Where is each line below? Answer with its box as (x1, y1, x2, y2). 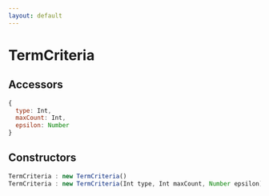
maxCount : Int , (15, 114, 66, 122)
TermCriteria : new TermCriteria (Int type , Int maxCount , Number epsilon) (8, 179, 263, 188)
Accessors (8, 78, 64, 92)
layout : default (8, 11, 62, 20)
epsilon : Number (15, 122, 70, 130)
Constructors (8, 151, 77, 165)
